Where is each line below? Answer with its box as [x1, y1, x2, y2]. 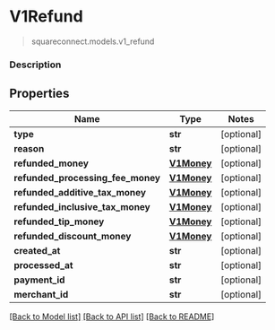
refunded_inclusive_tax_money [13, 200, 150, 213]
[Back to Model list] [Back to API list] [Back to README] [9, 311, 215, 322]
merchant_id [13, 288, 69, 300]
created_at [13, 244, 61, 256]
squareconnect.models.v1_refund [30, 36, 155, 47]
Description [9, 58, 62, 71]
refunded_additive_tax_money [13, 186, 146, 198]
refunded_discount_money [13, 230, 132, 242]
